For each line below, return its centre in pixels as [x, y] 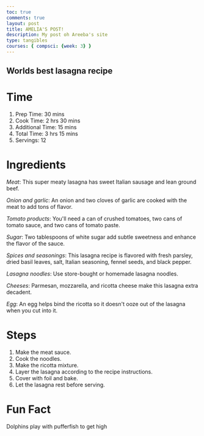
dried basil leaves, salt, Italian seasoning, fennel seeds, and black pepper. [99, 262]
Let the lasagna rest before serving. [60, 385]
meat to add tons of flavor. [40, 207]
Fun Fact [28, 409]
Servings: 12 [31, 140]
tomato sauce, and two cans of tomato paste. [63, 225]
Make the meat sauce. [43, 352]
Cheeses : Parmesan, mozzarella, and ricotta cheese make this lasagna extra [102, 286]
